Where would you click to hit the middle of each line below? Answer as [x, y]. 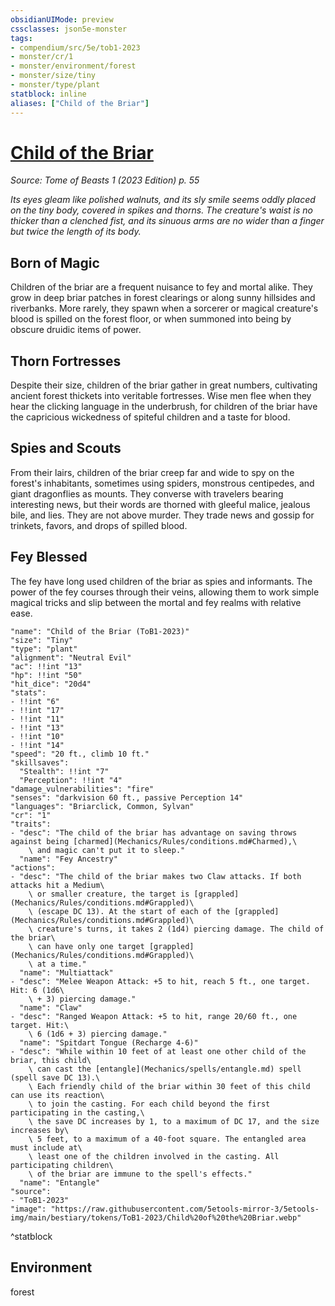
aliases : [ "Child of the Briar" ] [80, 103]
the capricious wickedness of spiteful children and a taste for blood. [150, 417]
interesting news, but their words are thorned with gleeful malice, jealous [160, 504]
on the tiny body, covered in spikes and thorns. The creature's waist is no [161, 210]
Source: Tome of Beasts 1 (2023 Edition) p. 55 [105, 180]
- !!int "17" [37, 710]
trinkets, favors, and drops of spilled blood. [99, 525]
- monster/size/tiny [53, 76]
